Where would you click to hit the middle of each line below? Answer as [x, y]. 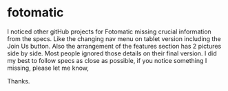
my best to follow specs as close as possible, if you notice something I [107, 60]
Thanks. [19, 81]
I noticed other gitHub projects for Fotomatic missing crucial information [109, 31]
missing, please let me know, [48, 68]
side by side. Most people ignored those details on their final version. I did [112, 53]
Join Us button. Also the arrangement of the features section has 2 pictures [114, 46]
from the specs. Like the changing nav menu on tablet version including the [114, 38]
